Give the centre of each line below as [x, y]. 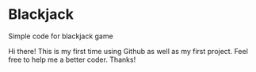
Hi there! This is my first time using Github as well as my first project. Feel [128, 51]
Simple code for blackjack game [61, 36]
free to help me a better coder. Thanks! [72, 59]
